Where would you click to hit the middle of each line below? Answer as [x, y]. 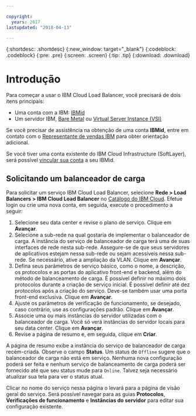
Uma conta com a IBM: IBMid [49, 113]
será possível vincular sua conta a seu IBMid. [61, 160]
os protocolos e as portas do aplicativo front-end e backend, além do [98, 272]
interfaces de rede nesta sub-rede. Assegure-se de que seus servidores [102, 247]
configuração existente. [35, 407]
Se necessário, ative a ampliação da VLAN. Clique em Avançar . [105, 260]
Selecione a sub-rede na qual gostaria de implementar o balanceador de [102, 235]
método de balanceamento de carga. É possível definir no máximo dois [100, 279]
